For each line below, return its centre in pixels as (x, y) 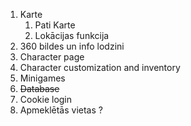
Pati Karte (55, 25)
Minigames (42, 78)
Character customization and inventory (100, 67)
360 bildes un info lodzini (72, 46)
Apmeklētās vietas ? (61, 110)
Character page (52, 57)
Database (39, 88)
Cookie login (46, 99)
